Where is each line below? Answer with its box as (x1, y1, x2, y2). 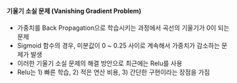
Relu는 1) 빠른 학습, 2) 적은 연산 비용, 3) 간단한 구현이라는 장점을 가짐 (16, 68, 211, 77)
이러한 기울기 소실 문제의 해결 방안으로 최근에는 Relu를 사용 (16, 59, 183, 67)
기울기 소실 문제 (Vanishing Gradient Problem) (6, 6, 142, 15)
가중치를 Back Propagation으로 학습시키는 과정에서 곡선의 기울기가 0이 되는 (16, 23, 230, 32)
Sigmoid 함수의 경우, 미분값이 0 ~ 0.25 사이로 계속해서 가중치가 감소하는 (16, 41, 221, 50)
